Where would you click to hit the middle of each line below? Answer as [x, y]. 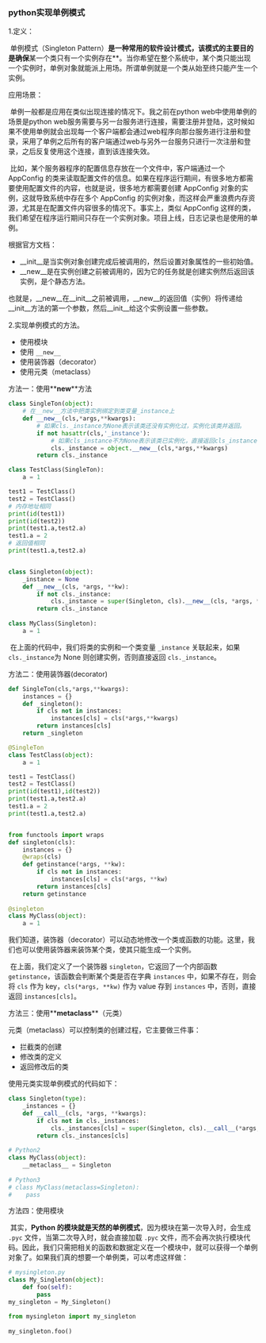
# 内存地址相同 [30, 506]
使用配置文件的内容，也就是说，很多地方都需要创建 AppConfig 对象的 [128, 188]
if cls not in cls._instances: [88, 1121]
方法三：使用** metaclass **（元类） [67, 1013]
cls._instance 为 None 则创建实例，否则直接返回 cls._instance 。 [115, 657]
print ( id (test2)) [37, 521]
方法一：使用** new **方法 [50, 389]
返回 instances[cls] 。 [45, 996]
